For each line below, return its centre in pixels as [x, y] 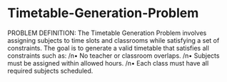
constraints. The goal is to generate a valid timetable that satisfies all [108, 48]
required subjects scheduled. [50, 71]
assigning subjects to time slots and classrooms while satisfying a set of [113, 40]
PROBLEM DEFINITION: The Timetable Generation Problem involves [107, 33]
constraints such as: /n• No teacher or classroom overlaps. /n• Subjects [113, 56]
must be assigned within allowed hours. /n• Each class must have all [108, 63]
